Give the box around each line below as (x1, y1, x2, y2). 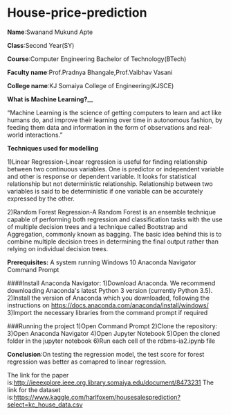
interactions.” (24, 130, 63, 139)
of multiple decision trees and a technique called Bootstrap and (7, 222, 188, 230)
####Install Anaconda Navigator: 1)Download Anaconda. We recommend (7, 279, 216, 287)
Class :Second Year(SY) (7, 41, 75, 49)
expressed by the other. (7, 194, 75, 203)
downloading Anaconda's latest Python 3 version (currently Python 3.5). (7, 286, 213, 294)
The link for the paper (7, 371, 69, 379)
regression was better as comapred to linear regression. (7, 357, 167, 366)
